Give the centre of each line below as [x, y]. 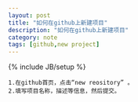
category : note [33, 37]
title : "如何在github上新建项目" [58, 23]
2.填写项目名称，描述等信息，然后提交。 [64, 91]
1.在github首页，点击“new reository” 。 [71, 83]
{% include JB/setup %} [47, 67]
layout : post [29, 15]
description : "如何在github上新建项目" [69, 30]
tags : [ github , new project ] [54, 45]
